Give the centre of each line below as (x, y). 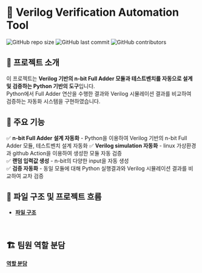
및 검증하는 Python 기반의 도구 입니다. (51, 86)
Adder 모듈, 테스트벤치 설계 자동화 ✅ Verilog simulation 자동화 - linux (91, 146)
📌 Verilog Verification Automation (93, 12)
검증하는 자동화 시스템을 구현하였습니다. (53, 101)
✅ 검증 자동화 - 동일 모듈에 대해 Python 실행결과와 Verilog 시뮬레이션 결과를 (96, 168)
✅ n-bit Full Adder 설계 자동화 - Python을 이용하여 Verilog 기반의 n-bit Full (97, 138)
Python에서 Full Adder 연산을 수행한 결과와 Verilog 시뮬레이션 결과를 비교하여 (99, 93)
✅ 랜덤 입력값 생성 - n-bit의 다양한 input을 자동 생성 (68, 161)
